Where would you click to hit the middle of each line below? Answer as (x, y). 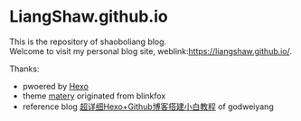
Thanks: (24, 69)
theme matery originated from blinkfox (94, 96)
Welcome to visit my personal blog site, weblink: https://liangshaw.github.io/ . (150, 51)
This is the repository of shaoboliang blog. (88, 42)
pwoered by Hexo (55, 86)
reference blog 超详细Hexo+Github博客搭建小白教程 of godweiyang (148, 107)
